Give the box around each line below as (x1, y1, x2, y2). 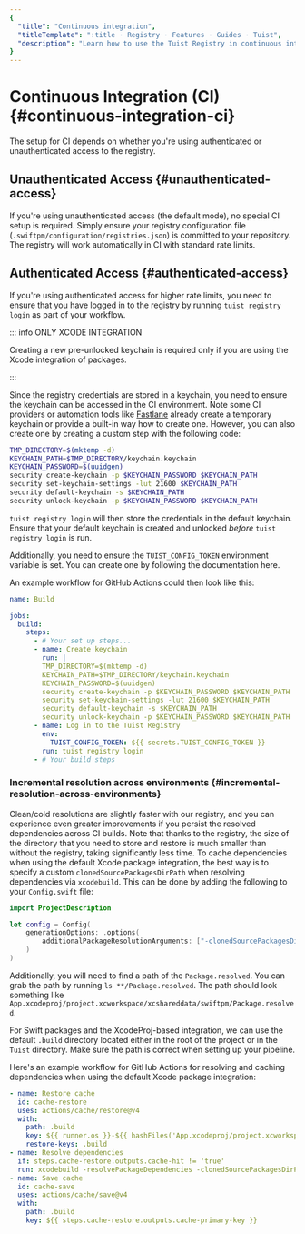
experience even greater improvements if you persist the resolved (9, 818, 256, 829)
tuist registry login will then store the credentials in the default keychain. (9, 512, 293, 523)
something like (9, 989, 64, 1000)
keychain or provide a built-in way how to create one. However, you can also (9, 418, 296, 429)
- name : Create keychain (33, 645, 128, 654)
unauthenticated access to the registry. (9, 146, 156, 157)
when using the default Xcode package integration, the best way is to (9, 856, 270, 867)
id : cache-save (17, 1182, 75, 1191)
